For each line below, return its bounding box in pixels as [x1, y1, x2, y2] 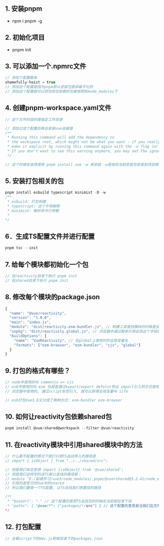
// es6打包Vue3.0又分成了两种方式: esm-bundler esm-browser [5, 398, 123, 403]
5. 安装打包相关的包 [5, 177, 64, 185]
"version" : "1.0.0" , [9, 315, 51, 320]
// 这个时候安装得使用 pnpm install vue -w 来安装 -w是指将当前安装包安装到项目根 [5, 162, 159, 167]
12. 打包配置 [5, 523, 41, 531]
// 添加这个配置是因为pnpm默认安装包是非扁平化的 [5, 85, 93, 90]
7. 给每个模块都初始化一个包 [5, 260, 89, 268]
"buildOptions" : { [9, 333, 47, 338]
